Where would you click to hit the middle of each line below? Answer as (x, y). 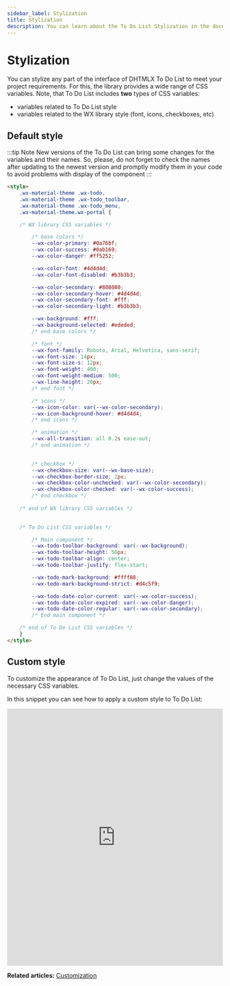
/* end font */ (53, 388)
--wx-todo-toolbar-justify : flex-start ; (90, 565)
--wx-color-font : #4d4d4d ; (70, 268)
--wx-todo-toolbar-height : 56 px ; (79, 553)
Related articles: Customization (52, 975)
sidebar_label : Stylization (47, 13)
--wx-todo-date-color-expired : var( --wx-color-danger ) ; (113, 603)
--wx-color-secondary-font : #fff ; (81, 300)
